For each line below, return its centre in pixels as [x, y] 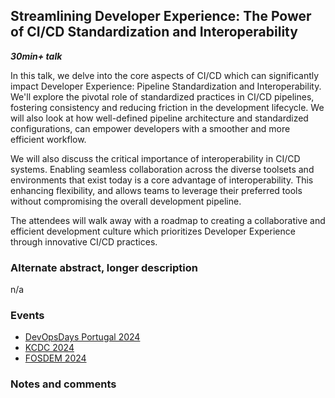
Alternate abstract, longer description [104, 267]
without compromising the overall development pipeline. [126, 201]
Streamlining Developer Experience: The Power [161, 16]
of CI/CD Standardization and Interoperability [154, 32]
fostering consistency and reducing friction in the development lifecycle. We [167, 107]
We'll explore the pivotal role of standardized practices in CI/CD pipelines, [162, 96]
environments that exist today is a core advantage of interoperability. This [162, 180]
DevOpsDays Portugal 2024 [82, 337]
